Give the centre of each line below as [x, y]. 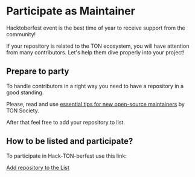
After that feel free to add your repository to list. [66, 122]
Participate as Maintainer [71, 11]
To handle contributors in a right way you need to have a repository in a [95, 86]
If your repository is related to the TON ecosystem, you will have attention [98, 46]
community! [21, 34]
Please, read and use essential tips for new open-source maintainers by [96, 104]
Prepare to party [38, 72]
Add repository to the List [38, 167]
